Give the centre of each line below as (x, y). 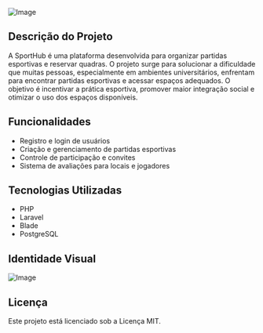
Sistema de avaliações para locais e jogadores (95, 165)
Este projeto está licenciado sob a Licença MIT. (84, 321)
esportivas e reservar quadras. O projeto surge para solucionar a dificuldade (132, 63)
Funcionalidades (50, 122)
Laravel (31, 217)
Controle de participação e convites (77, 157)
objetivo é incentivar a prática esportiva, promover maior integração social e (131, 89)
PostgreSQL (39, 234)
